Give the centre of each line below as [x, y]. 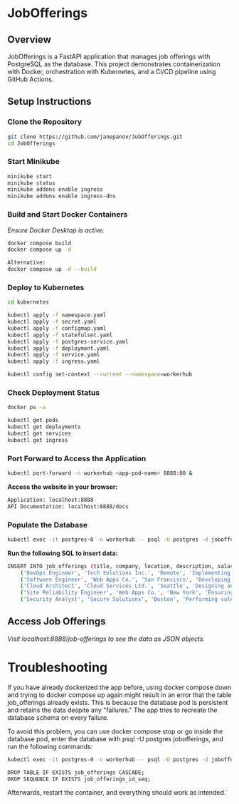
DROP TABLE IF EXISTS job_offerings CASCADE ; [76, 772]
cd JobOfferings [31, 143]
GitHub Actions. [31, 79]
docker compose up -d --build [52, 269]
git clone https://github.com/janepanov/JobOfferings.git [95, 137]
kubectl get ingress [38, 440]
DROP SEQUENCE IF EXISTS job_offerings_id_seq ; [79, 779]
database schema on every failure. [58, 717]
